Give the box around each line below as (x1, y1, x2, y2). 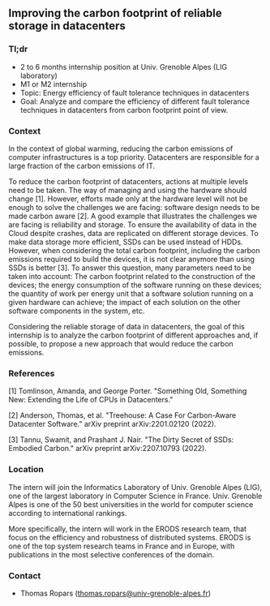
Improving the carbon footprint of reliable (8, 6, 222, 20)
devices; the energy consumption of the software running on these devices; (8, 280, 262, 290)
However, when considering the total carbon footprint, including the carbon (8, 245, 261, 255)
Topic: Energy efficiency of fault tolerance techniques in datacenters (19, 88, 250, 97)
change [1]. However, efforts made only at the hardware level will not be (8, 194, 249, 204)
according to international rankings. (8, 508, 127, 518)
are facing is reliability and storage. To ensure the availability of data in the (8, 219, 257, 230)
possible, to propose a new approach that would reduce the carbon (8, 338, 234, 348)
